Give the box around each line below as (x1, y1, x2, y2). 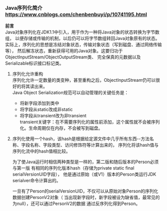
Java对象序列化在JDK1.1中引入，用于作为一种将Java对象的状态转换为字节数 (5, 29, 160, 35)
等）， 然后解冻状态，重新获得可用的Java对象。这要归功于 (5, 48, 123, 54)
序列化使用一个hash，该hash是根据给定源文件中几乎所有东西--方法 (12, 136, 150, 142)
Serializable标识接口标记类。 (5, 60, 64, 66)
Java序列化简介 (5, 4, 43, 11)
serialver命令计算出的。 (12, 178, 61, 184)
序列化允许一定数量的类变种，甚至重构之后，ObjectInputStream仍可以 (12, 77, 156, 83)
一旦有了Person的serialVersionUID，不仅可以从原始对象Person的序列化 (12, 188, 159, 194)
